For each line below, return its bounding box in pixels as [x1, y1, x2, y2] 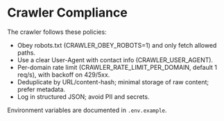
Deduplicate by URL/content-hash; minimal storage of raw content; [17, 77, 209, 86]
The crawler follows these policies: [7, 28, 107, 36]
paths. [17, 48, 36, 57]
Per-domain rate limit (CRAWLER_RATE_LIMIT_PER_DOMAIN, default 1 [17, 63, 217, 71]
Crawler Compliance [7, 5, 128, 21]
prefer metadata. [17, 85, 66, 93]
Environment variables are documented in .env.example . [7, 106, 168, 114]
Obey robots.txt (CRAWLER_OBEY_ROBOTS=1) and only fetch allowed [17, 41, 217, 49]
